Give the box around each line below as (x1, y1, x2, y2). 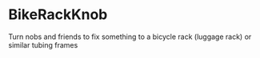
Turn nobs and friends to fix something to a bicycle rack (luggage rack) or (8, 32, 252, 41)
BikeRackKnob (8, 6, 108, 24)
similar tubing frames (8, 40, 78, 49)
